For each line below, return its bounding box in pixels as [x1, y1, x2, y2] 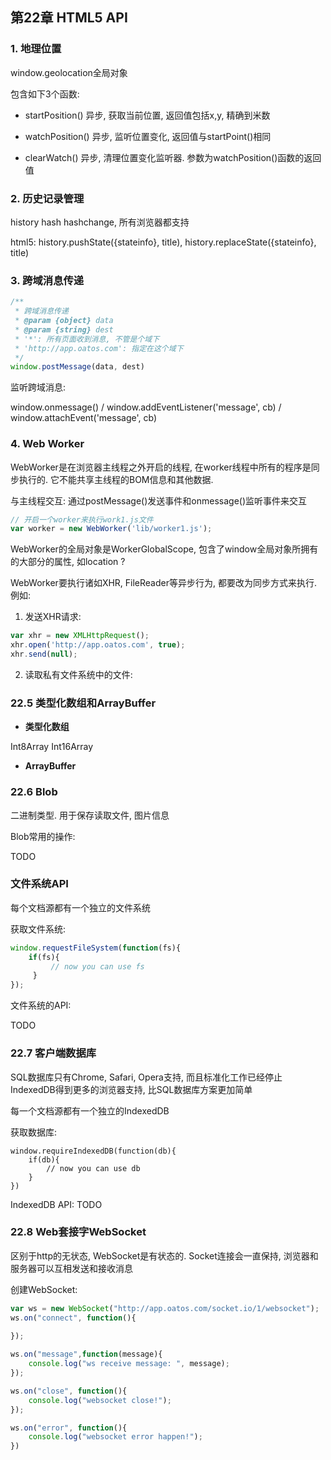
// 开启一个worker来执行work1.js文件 [10, 514, 154, 525]
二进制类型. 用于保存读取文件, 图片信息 [10, 809, 170, 821]
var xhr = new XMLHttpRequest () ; [10, 631, 150, 641]
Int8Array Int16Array [10, 741, 94, 753]
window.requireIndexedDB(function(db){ [10, 1146, 177, 1156]
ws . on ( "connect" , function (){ [10, 1313, 137, 1323]
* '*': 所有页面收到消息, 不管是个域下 [14, 334, 160, 344]
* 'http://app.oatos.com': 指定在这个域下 [14, 343, 184, 353]
